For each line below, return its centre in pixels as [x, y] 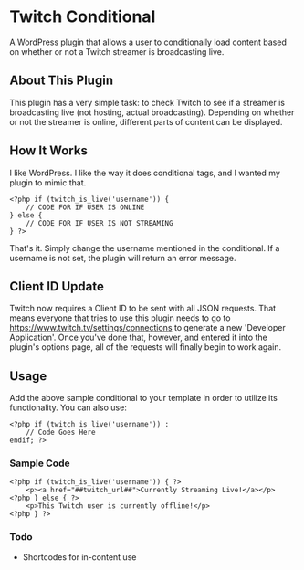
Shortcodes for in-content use [79, 557]
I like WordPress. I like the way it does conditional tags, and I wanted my [145, 173]
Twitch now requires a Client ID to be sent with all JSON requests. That [143, 309]
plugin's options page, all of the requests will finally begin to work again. [145, 347]
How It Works [49, 151]
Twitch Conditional [83, 17]
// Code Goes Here [61, 433]
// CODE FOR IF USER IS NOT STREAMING [100, 223]
